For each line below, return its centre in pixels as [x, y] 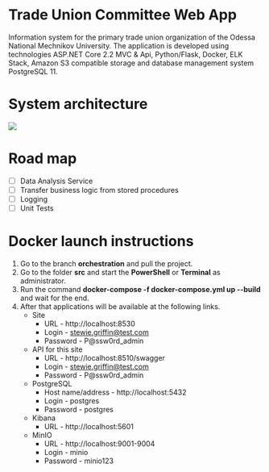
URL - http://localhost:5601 [89, 426]
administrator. [43, 281]
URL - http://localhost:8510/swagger [104, 358]
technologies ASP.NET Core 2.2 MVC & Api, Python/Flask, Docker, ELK [126, 54]
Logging [34, 198]
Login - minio [66, 452]
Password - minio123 [79, 461]
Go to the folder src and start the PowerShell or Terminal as [120, 272]
